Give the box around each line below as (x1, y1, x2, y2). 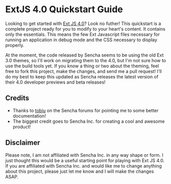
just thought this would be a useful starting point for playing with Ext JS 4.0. (5, 157, 165, 164)
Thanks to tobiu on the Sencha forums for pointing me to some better (12, 107, 159, 113)
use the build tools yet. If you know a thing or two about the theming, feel (5, 63, 159, 69)
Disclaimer (5, 139, 40, 147)
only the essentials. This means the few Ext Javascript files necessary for (5, 31, 160, 37)
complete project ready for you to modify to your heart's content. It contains (5, 25, 166, 32)
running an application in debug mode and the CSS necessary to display (5, 37, 157, 43)
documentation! (12, 113, 46, 119)
